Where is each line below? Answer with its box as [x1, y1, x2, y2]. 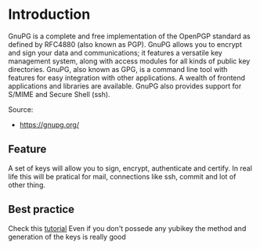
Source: [8, 104, 34, 114]
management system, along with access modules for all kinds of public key [8, 56, 251, 66]
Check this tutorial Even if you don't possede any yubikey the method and [8, 223, 247, 233]
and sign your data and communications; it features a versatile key [8, 48, 223, 57]
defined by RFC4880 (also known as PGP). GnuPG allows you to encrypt [8, 39, 243, 49]
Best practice [8, 203, 75, 216]
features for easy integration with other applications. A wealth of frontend [8, 73, 245, 82]
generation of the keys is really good [8, 232, 127, 241]
